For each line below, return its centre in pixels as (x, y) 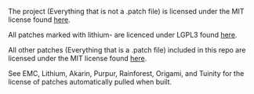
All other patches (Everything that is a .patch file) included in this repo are (127, 50)
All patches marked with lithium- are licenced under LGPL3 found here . (123, 35)
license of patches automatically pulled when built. (90, 82)
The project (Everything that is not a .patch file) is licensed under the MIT (126, 11)
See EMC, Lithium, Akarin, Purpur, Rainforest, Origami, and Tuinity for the (126, 73)
